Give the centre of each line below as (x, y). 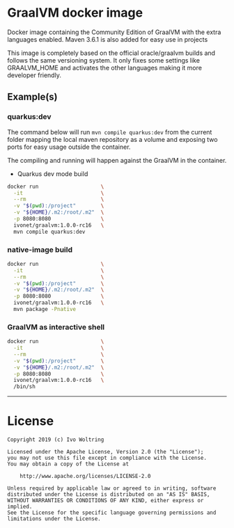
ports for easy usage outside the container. (69, 147)
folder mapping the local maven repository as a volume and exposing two (112, 139)
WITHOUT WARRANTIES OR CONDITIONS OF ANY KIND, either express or (106, 501)
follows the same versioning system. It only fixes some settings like (104, 60)
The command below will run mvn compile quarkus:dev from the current (110, 132)
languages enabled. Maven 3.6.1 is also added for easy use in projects (108, 39)
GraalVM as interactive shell (56, 327)
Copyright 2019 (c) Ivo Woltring (56, 440)
